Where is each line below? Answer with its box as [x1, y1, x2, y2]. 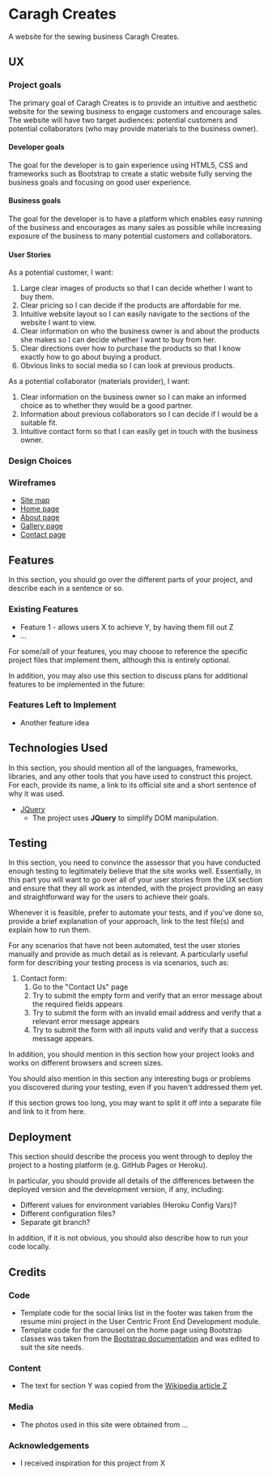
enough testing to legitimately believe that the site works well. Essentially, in [8, 866, 261, 876]
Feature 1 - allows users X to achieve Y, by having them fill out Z [19, 622, 234, 632]
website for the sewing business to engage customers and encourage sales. [8, 106, 263, 116]
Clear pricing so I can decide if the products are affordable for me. [19, 300, 241, 310]
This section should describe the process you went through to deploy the [8, 1151, 253, 1162]
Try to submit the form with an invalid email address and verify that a [32, 1008, 261, 1018]
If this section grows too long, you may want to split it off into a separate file [8, 1098, 261, 1108]
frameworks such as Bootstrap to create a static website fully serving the [8, 168, 253, 178]
